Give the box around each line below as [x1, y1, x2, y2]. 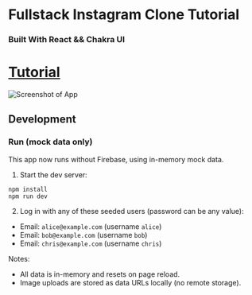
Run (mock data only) [8, 137, 93, 148]
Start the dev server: [19, 169, 87, 180]
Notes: [8, 254, 30, 263]
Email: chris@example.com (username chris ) [19, 239, 162, 248]
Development [8, 113, 77, 126]
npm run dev [8, 192, 48, 200]
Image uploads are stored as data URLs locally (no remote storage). [19, 278, 242, 287]
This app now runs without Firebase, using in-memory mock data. [8, 154, 224, 164]
